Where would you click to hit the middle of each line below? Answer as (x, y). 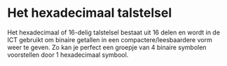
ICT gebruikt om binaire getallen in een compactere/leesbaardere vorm (110, 39)
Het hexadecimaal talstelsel (90, 13)
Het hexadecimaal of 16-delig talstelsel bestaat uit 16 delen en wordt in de (114, 32)
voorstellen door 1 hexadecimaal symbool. (68, 55)
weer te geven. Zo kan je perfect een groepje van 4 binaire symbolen (107, 47)
